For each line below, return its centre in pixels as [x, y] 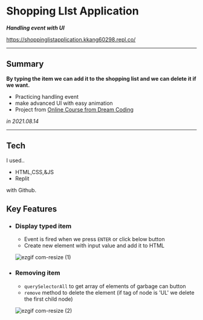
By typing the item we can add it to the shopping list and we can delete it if [101, 78]
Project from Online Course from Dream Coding [74, 109]
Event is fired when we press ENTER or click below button [94, 239]
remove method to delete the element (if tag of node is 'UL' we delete [109, 292]
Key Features [32, 209]
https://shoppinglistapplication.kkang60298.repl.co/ [71, 39]
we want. [18, 85]
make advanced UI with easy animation [64, 103]
